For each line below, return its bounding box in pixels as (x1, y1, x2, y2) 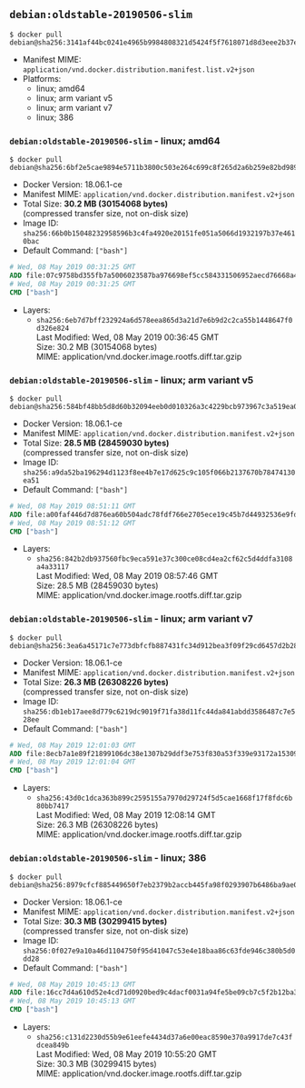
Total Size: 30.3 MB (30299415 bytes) (22, 915, 168, 926)
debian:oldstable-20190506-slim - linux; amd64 (9, 135, 221, 147)
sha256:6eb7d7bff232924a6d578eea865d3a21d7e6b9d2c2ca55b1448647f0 (35, 315, 293, 324)
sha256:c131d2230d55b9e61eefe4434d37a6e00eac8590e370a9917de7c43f (35, 1033, 293, 1042)
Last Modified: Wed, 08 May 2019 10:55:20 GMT (35, 1049, 218, 1059)
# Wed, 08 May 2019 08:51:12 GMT (9, 518, 136, 527)
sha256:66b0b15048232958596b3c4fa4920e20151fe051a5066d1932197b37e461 (22, 229, 296, 238)
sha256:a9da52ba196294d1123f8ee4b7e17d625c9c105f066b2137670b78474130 (22, 468, 296, 477)
